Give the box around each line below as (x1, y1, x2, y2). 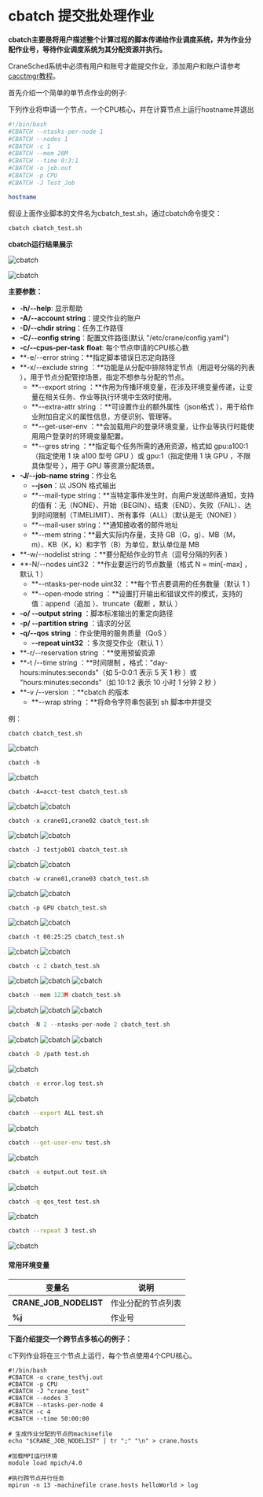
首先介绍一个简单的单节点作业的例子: (8, 87, 128, 97)
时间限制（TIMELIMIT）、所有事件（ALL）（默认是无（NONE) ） (38, 509, 241, 520)
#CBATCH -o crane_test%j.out (8, 1373, 104, 1381)
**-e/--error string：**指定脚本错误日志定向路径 (19, 352, 176, 362)
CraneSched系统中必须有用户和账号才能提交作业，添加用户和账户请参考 (8, 61, 241, 71)
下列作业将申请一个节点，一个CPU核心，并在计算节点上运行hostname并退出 (8, 104, 254, 114)
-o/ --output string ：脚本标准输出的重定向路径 (19, 608, 174, 618)
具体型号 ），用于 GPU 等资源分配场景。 (31, 461, 159, 470)
